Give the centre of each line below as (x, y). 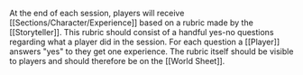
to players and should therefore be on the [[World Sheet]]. (117, 61)
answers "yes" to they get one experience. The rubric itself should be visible (151, 52)
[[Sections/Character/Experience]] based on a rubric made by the (132, 23)
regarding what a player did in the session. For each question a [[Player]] (145, 42)
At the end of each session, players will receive (97, 13)
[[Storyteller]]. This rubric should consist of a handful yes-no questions (142, 32)
